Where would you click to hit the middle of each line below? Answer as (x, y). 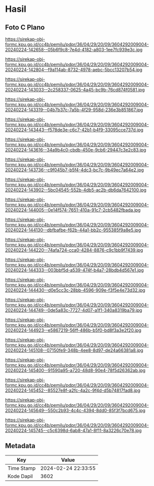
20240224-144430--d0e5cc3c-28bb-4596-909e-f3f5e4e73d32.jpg (75, 290)
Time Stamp (22, 468)
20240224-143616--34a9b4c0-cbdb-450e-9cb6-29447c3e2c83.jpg (76, 150)
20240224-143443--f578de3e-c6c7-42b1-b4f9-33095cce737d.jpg (74, 130)
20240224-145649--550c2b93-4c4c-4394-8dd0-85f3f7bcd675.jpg (75, 410)
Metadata (20, 446)
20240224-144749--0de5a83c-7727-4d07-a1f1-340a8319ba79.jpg (74, 310)
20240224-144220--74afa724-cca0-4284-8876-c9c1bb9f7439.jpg (74, 250)
